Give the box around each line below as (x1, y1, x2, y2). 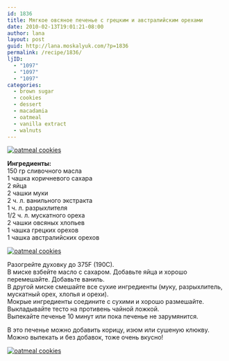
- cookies (13, 95, 42, 102)
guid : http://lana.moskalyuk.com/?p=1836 (7, 43, 129, 49)
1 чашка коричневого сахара (7, 174, 93, 183)
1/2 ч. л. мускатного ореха (7, 211, 85, 220)
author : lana (7, 29, 45, 37)
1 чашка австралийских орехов (7, 233, 100, 242)
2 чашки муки (7, 189, 49, 197)
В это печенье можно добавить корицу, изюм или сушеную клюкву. (7, 325, 210, 335)
